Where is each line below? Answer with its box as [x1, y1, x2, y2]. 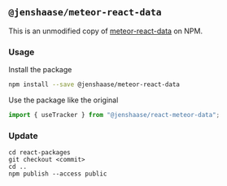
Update [8, 130, 38, 141]
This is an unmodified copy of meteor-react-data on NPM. [8, 26, 203, 36]
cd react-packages [8, 149, 71, 157]
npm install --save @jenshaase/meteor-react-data [8, 80, 181, 89]
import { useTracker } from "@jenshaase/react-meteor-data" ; [8, 110, 220, 119]
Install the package [8, 65, 72, 75]
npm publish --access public [8, 170, 107, 178]
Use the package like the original [8, 95, 119, 105]
